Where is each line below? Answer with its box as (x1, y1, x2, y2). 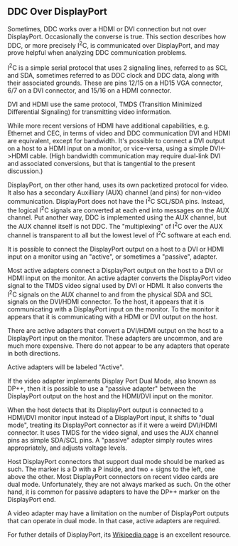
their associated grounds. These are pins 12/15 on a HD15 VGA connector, (7, 78, 223, 88)
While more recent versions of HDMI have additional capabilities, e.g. (7, 121, 210, 130)
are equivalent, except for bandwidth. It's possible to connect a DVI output (7, 137, 225, 145)
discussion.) (7, 167, 43, 175)
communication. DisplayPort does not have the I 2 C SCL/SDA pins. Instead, (7, 196, 225, 205)
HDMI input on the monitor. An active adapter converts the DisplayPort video (7, 274, 232, 282)
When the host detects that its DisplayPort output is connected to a (7, 406, 204, 414)
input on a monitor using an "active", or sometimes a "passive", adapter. (7, 252, 218, 261)
